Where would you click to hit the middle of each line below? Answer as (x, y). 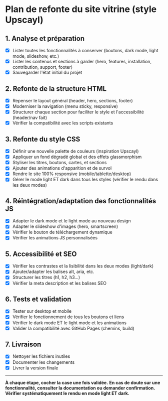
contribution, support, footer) (42, 67)
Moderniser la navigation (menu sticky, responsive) (65, 106)
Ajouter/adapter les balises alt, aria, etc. (53, 272)
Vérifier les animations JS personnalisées (55, 238)
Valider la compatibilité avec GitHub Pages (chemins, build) (73, 328)
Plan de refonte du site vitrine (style (81, 9)
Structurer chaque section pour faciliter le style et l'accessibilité (78, 112)
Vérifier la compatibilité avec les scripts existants (63, 123)
